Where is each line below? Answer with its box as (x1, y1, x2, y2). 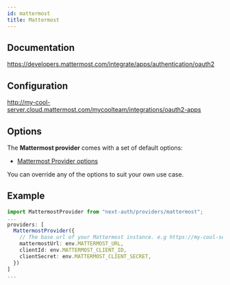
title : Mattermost (7, 16, 60, 23)
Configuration (7, 80, 68, 91)
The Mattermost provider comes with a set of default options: (7, 144, 183, 152)
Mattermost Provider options (16, 157, 98, 165)
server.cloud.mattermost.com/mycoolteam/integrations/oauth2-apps (7, 106, 201, 114)
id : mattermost (7, 10, 51, 17)
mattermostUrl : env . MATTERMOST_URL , (19, 240, 125, 247)
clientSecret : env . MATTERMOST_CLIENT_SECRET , (19, 253, 152, 260)
